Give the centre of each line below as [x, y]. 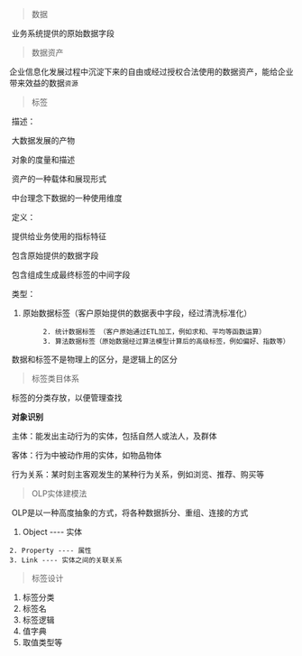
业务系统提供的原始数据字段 [63, 33]
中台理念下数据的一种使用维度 [67, 198]
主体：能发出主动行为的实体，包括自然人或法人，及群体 [114, 436]
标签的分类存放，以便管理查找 [67, 397]
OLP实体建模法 [59, 494]
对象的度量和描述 [43, 160]
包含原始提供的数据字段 [55, 255]
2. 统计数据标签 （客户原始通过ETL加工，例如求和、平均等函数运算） [154, 332]
